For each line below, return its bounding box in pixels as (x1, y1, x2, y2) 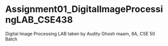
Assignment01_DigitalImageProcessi (5, 3, 163, 15)
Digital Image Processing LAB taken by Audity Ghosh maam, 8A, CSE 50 (5, 30, 155, 36)
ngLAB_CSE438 (5, 14, 73, 25)
